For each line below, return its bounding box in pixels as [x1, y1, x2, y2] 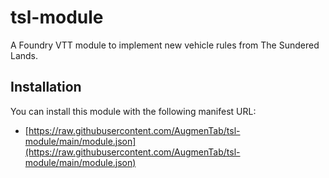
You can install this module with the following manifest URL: [10, 105, 257, 117]
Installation [10, 79, 82, 96]
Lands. [10, 49, 39, 61]
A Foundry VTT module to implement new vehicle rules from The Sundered [10, 39, 320, 51]
